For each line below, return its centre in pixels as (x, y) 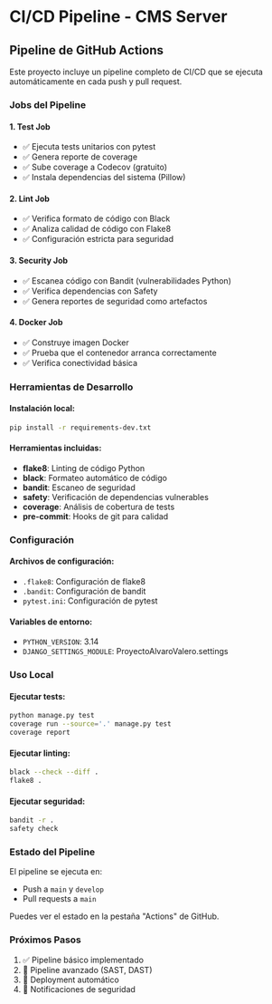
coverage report (40, 733)
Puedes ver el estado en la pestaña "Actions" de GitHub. (114, 916)
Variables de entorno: (51, 622)
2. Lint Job (29, 198)
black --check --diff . (54, 772)
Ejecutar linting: (40, 753)
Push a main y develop (63, 889)
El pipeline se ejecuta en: (56, 872)
